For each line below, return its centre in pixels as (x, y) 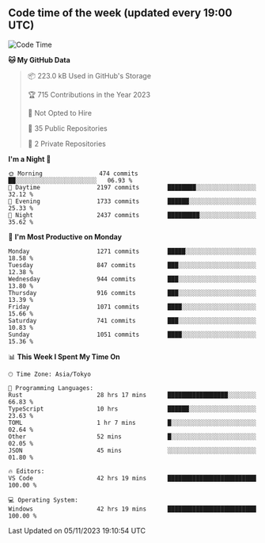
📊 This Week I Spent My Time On (64, 357)
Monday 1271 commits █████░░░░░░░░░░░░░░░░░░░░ (132, 251)
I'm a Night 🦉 (30, 159)
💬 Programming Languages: (51, 388)
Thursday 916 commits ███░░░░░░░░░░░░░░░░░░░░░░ (132, 293)
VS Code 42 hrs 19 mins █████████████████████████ (132, 478)
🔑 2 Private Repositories (67, 143)
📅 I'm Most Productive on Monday (65, 236)
